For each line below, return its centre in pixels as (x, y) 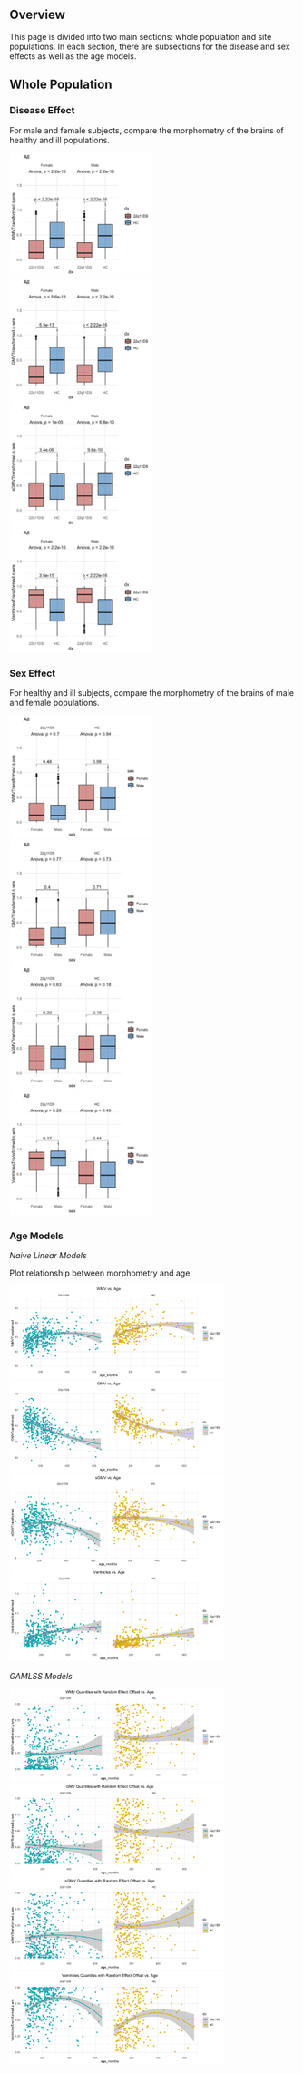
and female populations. (54, 702)
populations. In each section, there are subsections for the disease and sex (150, 46)
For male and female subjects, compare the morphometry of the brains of (147, 130)
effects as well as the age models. (73, 56)
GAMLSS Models (41, 1677)
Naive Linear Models (49, 1256)
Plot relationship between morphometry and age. (101, 1273)
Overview (38, 15)
